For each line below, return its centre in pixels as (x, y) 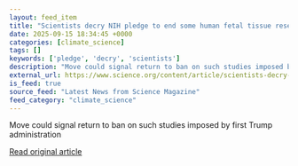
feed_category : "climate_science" (73, 100)
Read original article (46, 152)
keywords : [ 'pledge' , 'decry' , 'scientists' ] (94, 59)
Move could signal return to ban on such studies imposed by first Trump (141, 125)
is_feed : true (35, 83)
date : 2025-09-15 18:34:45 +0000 (71, 34)
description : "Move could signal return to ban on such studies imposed (146, 67)
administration (35, 135)
